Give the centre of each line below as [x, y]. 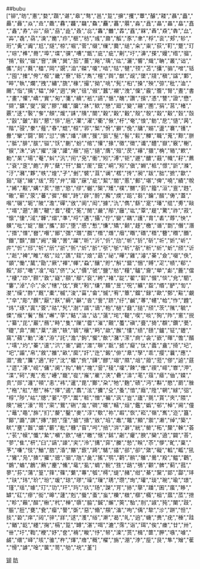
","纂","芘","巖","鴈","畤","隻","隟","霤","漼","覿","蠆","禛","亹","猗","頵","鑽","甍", [99, 323]
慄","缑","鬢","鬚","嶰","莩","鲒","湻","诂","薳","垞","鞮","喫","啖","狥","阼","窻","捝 [100, 315]
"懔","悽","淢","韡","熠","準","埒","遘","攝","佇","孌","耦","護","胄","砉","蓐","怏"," [99, 218]
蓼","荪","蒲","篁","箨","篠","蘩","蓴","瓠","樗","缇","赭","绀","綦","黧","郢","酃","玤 [100, 472]
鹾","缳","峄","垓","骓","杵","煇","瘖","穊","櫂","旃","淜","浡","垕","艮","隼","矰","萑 [100, 540]
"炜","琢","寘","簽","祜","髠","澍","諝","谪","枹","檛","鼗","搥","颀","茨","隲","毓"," [99, 308]
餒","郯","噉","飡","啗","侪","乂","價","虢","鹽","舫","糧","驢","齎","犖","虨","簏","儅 [100, 270]
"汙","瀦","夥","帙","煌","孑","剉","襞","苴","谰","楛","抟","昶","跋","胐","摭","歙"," [99, 173]
